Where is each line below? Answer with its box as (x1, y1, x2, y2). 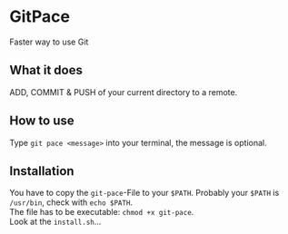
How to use (9, 113, 74, 129)
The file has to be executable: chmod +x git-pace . (9, 207, 194, 218)
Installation (9, 163, 74, 179)
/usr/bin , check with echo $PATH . (9, 197, 134, 208)
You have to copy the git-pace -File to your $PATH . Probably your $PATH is (9, 188, 280, 199)
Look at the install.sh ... (9, 216, 102, 228)
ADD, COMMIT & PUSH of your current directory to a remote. (9, 86, 238, 97)
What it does (9, 63, 84, 78)
